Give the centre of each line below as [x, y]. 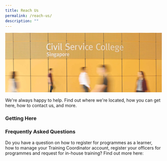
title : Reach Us [22, 10]
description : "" [22, 21]
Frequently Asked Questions [40, 132]
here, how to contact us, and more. [41, 106]
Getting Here [21, 118]
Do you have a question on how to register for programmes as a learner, [79, 142]
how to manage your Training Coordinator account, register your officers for [83, 148]
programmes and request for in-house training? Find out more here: [75, 153]
